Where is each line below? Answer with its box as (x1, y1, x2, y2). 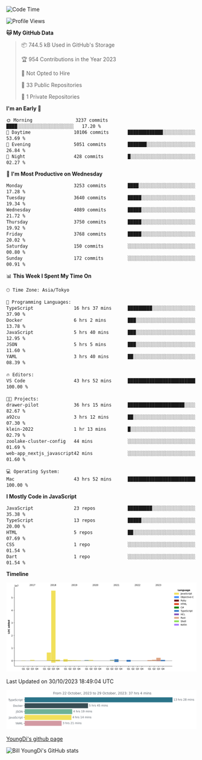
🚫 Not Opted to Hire (21, 70, 71, 77)
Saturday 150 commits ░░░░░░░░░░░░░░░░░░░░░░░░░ (6, 243, 196, 249)
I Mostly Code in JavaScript (6, 493, 77, 500)
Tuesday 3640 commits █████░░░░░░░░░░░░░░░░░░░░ (6, 195, 196, 201)
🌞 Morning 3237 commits (6, 117, 109, 123)
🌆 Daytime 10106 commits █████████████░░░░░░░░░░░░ (6, 129, 196, 136)
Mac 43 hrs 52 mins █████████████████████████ (6, 476, 196, 482)
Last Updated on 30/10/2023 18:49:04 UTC (6, 678, 114, 685)
